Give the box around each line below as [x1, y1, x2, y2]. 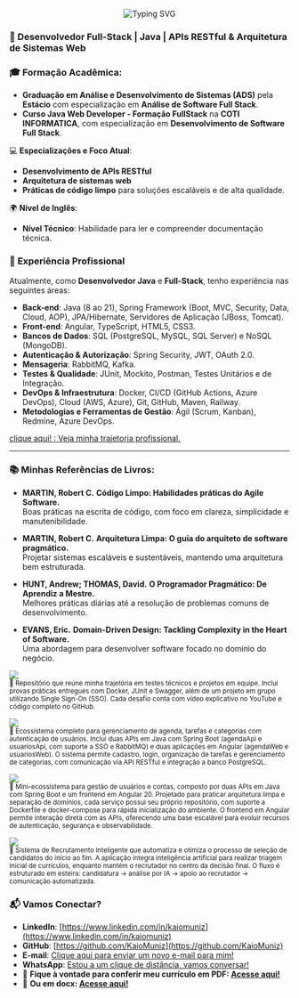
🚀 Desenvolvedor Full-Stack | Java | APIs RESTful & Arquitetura [9, 30, 287, 43]
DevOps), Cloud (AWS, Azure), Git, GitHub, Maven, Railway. [21, 396, 241, 407]
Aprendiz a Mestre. [21, 588, 95, 598]
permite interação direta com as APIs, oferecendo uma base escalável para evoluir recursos [9, 813, 290, 823]
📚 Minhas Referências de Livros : [9, 464, 155, 476]
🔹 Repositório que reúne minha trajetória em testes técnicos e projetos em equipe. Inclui [9, 678, 279, 687]
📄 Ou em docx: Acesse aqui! [21, 978, 129, 989]
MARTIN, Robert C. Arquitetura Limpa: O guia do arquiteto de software [21, 532, 288, 543]
